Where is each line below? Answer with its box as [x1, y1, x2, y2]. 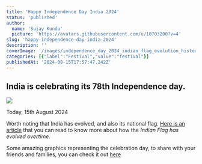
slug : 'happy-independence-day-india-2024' [6, 37, 117, 43]
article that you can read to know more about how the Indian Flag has [6, 127, 179, 134]
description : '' [6, 43, 47, 49]
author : [6, 20, 26, 26]
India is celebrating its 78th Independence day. [6, 81, 186, 91]
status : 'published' [6, 14, 58, 20]
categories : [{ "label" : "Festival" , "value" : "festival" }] [6, 53, 149, 59]
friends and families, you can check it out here [6, 151, 121, 158]
